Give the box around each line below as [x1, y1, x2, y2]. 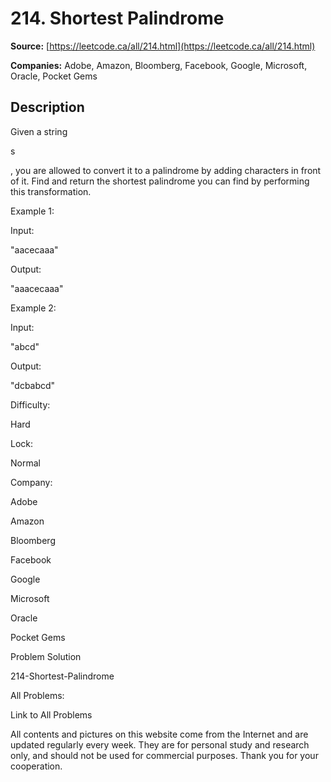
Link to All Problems [10, 708, 93, 721]
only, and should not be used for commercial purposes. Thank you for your [10, 749, 319, 761]
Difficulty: [10, 398, 51, 411]
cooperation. [10, 760, 63, 772]
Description [10, 99, 85, 116]
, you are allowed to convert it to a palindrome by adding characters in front [10, 164, 322, 176]
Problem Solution [10, 650, 82, 662]
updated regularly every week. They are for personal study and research [10, 738, 310, 751]
